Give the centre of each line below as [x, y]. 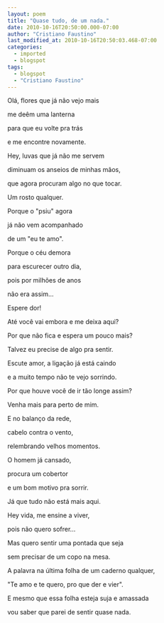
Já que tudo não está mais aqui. [54, 502]
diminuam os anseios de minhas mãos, [64, 170]
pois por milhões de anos [44, 280]
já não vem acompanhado [45, 225]
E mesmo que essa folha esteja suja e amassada [78, 598]
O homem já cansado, [39, 460]
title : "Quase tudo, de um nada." [59, 21]
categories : [25, 47]
